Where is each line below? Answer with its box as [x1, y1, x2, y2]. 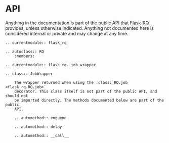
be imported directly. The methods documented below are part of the [14, 98, 164, 103]
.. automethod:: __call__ [14, 133, 69, 138]
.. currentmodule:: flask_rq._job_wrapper [5, 62, 96, 67]
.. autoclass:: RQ [5, 49, 44, 54]
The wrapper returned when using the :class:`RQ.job [14, 80, 128, 85]
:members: [14, 54, 35, 59]
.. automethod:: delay [14, 124, 62, 129]
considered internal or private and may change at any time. [5, 30, 129, 36]
